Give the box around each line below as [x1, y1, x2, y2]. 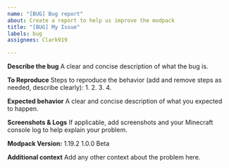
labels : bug [7, 30, 42, 37]
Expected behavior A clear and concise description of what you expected [7, 97, 223, 106]
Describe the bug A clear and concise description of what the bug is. [7, 62, 209, 71]
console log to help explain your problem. [7, 126, 128, 134]
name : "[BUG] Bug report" [7, 10, 83, 18]
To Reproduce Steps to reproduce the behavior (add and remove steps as [7, 76, 222, 85]
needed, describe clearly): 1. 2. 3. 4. [7, 83, 111, 92]
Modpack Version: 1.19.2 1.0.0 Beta [7, 139, 110, 148]
